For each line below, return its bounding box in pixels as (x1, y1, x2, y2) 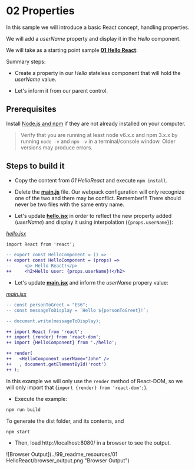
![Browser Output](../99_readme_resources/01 (6, 451, 118, 458)
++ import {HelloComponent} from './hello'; (6, 340, 117, 346)
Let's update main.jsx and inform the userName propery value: (14, 279, 168, 286)
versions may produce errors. (20, 143, 93, 151)
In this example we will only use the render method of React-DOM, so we (6, 377, 183, 384)
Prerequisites (6, 105, 57, 115)
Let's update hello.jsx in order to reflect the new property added (14, 212, 172, 219)
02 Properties (6, 4, 75, 18)
